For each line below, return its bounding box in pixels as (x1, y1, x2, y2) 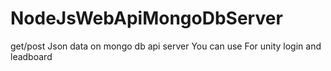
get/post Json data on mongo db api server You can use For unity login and (10, 40, 322, 52)
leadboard (10, 50, 53, 62)
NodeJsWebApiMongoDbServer (10, 7, 283, 30)
